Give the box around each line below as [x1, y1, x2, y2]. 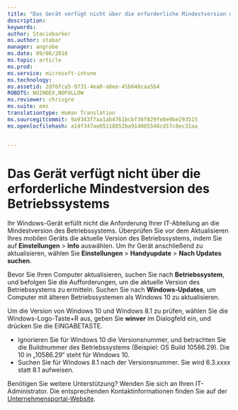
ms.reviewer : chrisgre [7, 96, 74, 104]
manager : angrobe [7, 43, 59, 50]
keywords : [7, 23, 37, 31]
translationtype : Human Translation [7, 109, 115, 116]
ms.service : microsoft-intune [7, 70, 97, 77]
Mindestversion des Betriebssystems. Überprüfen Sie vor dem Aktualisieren [7, 226, 229, 235]
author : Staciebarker [7, 30, 72, 38]
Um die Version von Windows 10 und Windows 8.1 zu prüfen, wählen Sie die [7, 306, 229, 316]
